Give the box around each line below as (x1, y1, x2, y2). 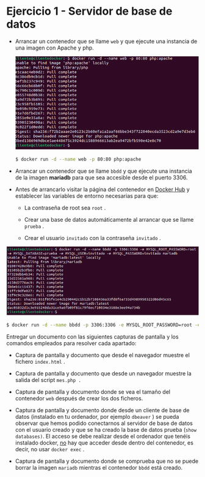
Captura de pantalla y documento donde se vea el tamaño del (15, 388, 171, 396)
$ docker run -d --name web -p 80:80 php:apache (15, 156, 142, 163)
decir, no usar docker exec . (15, 445, 85, 453)
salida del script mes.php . (15, 376, 81, 383)
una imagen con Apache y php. (15, 44, 95, 51)
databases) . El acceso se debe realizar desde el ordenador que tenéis (15, 432, 191, 440)
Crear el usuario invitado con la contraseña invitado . (24, 235, 161, 242)
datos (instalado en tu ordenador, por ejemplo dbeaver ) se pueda (15, 413, 179, 420)
